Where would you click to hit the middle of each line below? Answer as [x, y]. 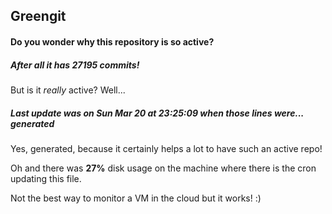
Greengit [38, 16]
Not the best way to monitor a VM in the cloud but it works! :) [136, 198]
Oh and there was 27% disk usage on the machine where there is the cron [163, 168]
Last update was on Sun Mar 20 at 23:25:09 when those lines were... [157, 113]
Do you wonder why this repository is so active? [112, 41]
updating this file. [46, 178]
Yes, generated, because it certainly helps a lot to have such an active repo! [166, 148]
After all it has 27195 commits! [75, 65]
